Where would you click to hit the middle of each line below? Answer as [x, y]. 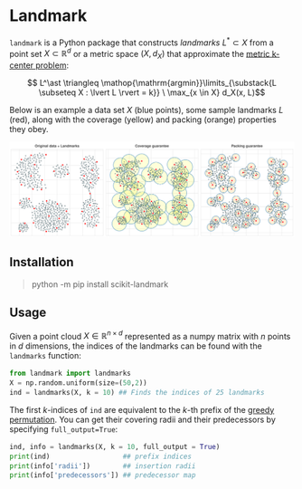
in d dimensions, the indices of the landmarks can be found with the [136, 346]
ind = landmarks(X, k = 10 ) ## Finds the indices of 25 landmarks [137, 392]
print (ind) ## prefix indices [101, 456]
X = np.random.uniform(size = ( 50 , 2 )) [78, 383]
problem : [52, 65]
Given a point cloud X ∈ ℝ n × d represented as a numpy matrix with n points [150, 335]
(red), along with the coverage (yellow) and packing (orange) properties [143, 120]
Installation [42, 262]
